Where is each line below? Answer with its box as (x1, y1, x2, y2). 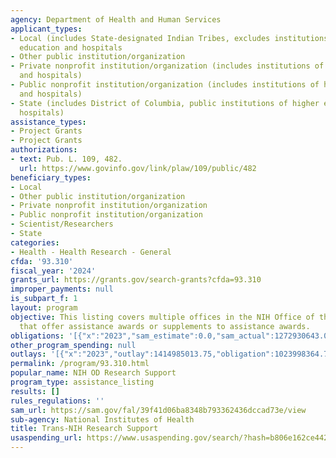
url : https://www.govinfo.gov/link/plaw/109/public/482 (19, 163, 257, 173)
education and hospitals (19, 42, 123, 53)
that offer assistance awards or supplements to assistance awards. (19, 321, 311, 331)
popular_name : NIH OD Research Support (10, 368, 177, 378)
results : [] (10, 386, 60, 396)
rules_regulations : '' (10, 396, 105, 406)
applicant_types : (10, 24, 83, 34)
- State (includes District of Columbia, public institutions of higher (10, 98, 320, 108)
